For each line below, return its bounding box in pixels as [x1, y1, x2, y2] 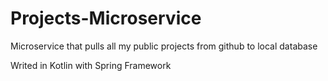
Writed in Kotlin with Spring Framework [10, 59, 172, 71]
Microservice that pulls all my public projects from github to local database [10, 40, 318, 52]
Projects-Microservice [10, 7, 202, 30]
